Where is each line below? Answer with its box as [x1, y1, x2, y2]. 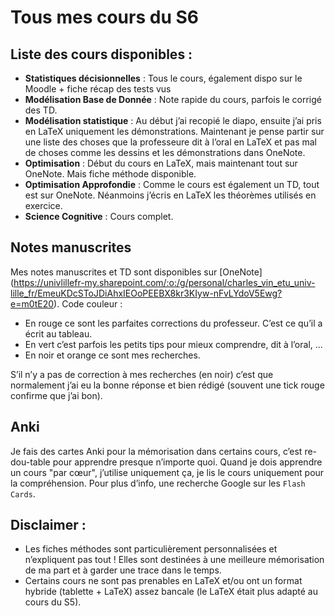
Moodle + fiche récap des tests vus [24, 83, 172, 95]
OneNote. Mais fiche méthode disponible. [24, 168, 197, 180]
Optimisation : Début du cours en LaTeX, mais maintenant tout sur [24, 157, 298, 169]
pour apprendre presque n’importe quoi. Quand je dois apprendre [52, 456, 323, 468]
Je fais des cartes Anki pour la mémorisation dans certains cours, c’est [10, 445, 303, 457]
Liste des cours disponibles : [10, 46, 193, 63]
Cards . [10, 487, 36, 500]
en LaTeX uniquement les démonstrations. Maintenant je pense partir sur [24, 126, 325, 137]
